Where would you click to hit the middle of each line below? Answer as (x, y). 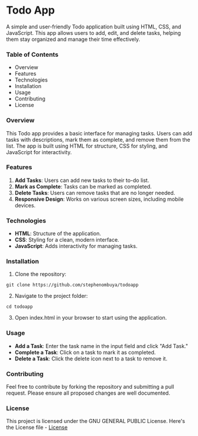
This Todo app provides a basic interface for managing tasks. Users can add (99, 133)
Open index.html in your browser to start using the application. (91, 318)
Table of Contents (33, 54)
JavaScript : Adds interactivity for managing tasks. (76, 246)
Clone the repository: (40, 274)
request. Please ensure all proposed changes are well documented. (88, 393)
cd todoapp (20, 307)
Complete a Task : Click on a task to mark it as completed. (85, 352)
